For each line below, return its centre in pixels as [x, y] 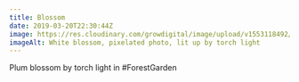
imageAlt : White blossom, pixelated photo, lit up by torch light [135, 42]
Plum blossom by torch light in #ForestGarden [93, 68]
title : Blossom [37, 17]
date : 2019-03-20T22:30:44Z [61, 26]
